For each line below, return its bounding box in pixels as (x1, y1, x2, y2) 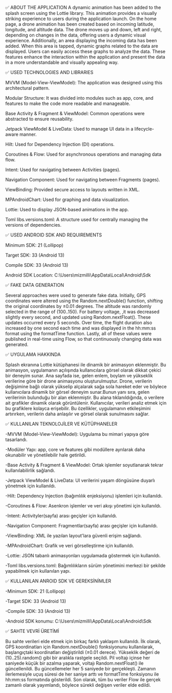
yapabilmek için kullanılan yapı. (5, 568, 71, 574)
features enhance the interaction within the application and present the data (5, 54, 165, 60)
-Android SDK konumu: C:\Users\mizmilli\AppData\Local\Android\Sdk (5, 618, 152, 624)
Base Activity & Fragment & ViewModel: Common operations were (5, 111, 145, 116)
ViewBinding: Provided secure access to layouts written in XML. (5, 187, 140, 192)
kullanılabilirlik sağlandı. (5, 467, 55, 473)
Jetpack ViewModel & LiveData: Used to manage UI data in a (5, 126, 134, 132)
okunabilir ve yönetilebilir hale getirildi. (5, 452, 87, 458)
